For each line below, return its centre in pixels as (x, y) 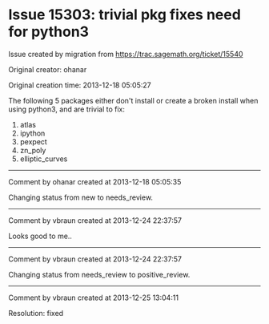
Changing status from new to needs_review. (81, 197)
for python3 (49, 32)
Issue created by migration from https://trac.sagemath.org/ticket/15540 (126, 54)
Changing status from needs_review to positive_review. (99, 274)
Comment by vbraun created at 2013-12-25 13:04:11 (93, 298)
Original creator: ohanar (48, 69)
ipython (32, 133)
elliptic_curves (44, 159)
